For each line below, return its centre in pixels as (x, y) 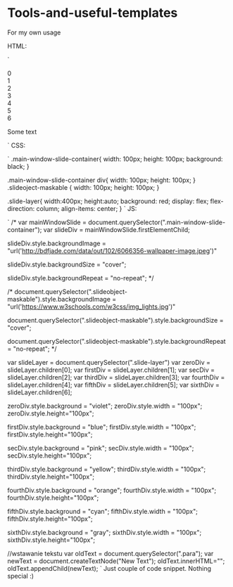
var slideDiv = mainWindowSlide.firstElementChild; (116, 229)
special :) (20, 576)
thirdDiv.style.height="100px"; (51, 477)
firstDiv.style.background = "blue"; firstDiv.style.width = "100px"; (102, 427)
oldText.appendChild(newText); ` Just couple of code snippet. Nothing (109, 568)
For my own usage (34, 32)
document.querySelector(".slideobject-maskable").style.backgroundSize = (115, 320)
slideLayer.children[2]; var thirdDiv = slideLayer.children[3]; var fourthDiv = (116, 377)
